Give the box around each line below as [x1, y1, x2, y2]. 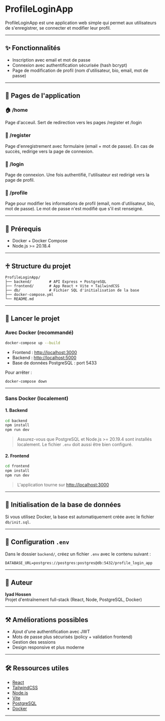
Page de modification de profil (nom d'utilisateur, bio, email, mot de [12, 67, 148, 73]
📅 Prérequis [5, 225, 42, 233]
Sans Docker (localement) [5, 395, 69, 402]
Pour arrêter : [5, 369, 32, 375]
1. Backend [5, 407, 28, 413]
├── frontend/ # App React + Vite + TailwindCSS [5, 283, 120, 289]
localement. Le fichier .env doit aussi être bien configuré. [17, 442, 133, 448]
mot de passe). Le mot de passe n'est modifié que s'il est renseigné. [5, 206, 144, 212]
